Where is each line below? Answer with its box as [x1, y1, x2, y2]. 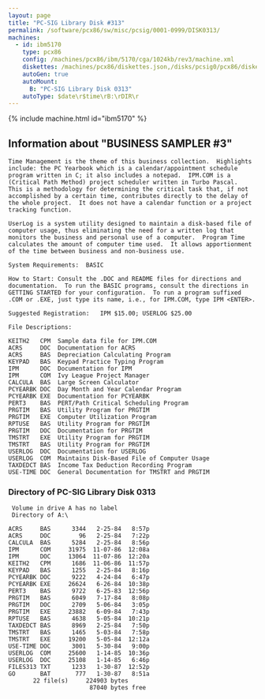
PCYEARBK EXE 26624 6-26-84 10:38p [8, 581, 150, 589]
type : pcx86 [22, 48, 62, 56]
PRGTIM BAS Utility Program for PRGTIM [8, 406, 150, 414]
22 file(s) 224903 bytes [32, 677, 129, 685]
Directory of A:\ [11, 511, 69, 519]
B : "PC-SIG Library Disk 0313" [28, 84, 132, 93]
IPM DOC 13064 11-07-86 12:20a [8, 553, 150, 561]
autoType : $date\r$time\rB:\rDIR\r [22, 92, 140, 100]
